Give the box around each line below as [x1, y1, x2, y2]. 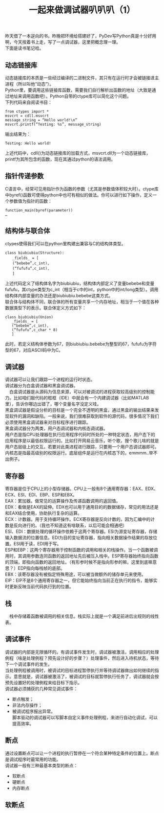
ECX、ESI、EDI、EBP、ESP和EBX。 [5, 492, 77, 498]
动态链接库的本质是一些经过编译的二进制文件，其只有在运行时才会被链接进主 [5, 75, 159, 81]
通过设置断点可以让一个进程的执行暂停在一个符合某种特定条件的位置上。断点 [5, 750, 159, 756]
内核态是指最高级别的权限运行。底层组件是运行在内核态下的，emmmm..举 [5, 450, 154, 456]
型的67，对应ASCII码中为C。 [5, 347, 63, 353]
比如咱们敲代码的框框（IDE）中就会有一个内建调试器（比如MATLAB [13, 395, 149, 401]
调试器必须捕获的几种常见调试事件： [5, 686, 78, 692]
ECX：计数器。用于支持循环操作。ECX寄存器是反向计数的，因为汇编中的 [5, 516, 151, 522]
